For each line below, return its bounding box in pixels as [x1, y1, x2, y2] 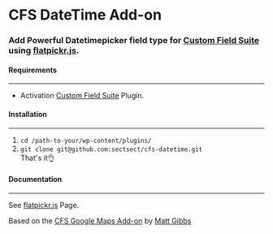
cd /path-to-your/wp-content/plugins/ [19, 136, 152, 145]
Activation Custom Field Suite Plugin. [19, 91, 145, 101]
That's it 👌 [19, 153, 55, 162]
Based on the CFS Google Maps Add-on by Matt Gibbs [8, 215, 192, 225]
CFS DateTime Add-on [8, 6, 162, 24]
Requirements [8, 65, 58, 75]
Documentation [8, 175, 63, 184]
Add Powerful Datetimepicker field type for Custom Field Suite [8, 35, 260, 46]
